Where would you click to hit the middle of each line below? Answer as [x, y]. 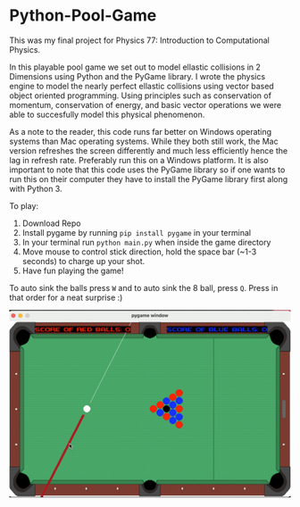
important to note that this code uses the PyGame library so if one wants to [147, 170]
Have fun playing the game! [73, 270]
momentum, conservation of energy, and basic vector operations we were [146, 104]
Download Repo [51, 223]
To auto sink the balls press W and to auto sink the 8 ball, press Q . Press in [144, 287]
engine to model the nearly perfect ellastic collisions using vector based [142, 86]
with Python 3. [36, 188]
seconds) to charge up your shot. [83, 261]
